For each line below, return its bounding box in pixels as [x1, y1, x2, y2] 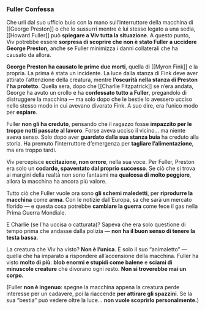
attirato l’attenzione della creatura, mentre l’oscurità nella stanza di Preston [6, 76, 198, 84]
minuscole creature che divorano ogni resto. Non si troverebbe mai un [6, 265, 187, 273]
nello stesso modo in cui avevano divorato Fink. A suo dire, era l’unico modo [6, 102, 198, 109]
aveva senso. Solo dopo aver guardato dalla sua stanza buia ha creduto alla [6, 133, 199, 141]
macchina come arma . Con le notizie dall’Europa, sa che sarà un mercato [6, 196, 192, 204]
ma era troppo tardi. [6, 146, 57, 154]
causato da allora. [6, 51, 51, 59]
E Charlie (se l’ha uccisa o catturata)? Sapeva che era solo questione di [6, 221, 186, 228]
